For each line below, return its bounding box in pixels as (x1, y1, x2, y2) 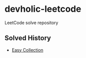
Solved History (4, 34, 51, 42)
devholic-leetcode (4, 3, 82, 15)
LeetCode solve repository (4, 20, 58, 26)
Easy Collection (11, 47, 44, 53)
